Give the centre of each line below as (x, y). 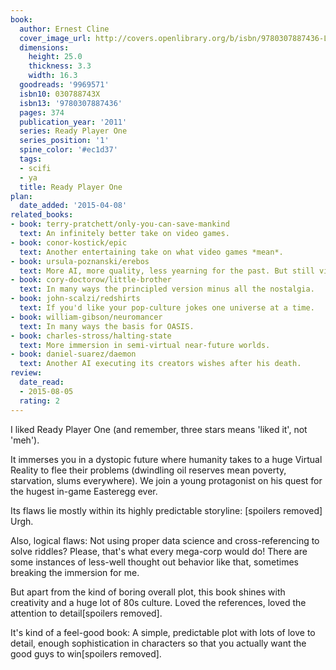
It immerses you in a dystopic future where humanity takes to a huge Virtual (166, 459)
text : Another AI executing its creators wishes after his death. (160, 364)
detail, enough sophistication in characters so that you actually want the (158, 643)
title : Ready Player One (71, 187)
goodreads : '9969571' (64, 85)
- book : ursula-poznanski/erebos (80, 261)
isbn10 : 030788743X (60, 94)
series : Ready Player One (73, 131)
